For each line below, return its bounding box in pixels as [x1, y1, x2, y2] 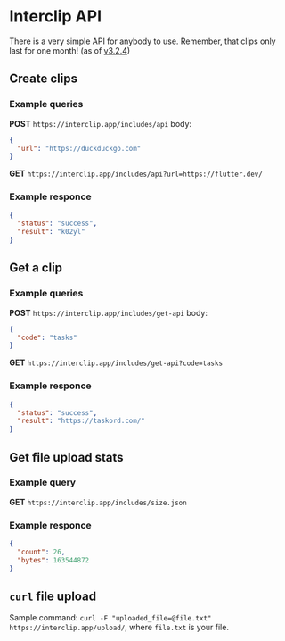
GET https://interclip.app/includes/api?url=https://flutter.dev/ [9, 168, 263, 179]
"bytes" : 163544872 [17, 555, 90, 564]
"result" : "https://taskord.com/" [17, 417, 145, 426]
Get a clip [9, 261, 63, 276]
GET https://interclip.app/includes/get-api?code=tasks [9, 357, 224, 368]
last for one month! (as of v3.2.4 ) [9, 45, 131, 55]
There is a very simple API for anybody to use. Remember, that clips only [9, 36, 276, 46]
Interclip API [9, 6, 102, 27]
